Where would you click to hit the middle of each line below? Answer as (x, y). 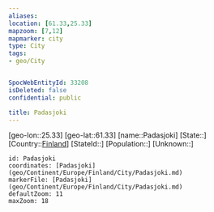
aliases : (23, 16)
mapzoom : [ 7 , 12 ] (36, 31)
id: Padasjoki (32, 159)
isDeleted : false (38, 90)
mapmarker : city (36, 38)
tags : (17, 53)
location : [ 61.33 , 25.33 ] (50, 23)
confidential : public (45, 98)
